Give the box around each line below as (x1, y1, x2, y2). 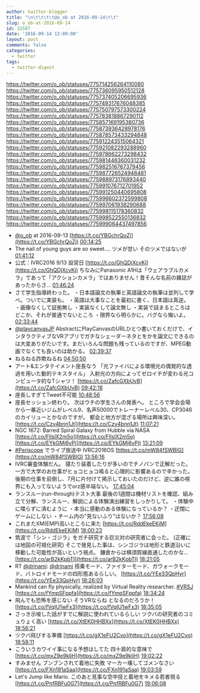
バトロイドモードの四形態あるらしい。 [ (25, 570, 124, 577)
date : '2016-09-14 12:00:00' (6, 31, 79, 37)
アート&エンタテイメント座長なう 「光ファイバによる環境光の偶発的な (14, 363, 187, 370)
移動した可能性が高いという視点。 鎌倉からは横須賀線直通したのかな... (14, 549, 189, 556)
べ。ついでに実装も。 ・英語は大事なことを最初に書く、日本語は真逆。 (14, 296, 189, 303)
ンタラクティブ (14, 333, 52, 340)
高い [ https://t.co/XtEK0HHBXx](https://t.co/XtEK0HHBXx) (35, 618, 180, 625)
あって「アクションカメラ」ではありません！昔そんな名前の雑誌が (30, 274, 192, 281)
